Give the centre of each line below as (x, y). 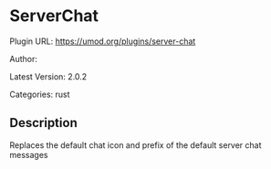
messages (29, 154)
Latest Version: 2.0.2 (48, 76)
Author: (24, 58)
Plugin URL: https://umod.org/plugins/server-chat (103, 41)
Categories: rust (40, 94)
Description (43, 123)
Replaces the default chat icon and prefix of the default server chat (135, 145)
